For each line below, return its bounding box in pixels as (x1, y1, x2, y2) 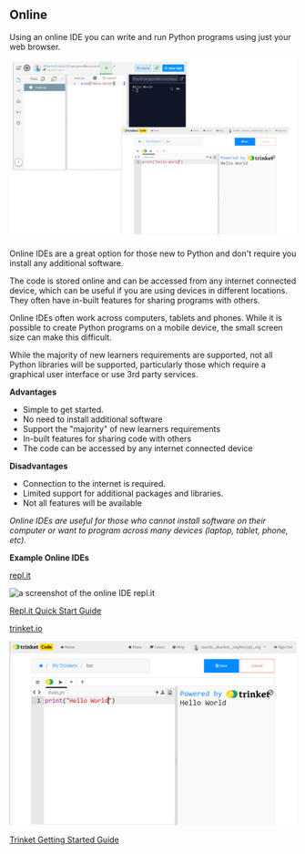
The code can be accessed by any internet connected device (22, 442, 253, 454)
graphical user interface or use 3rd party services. (9, 368, 198, 379)
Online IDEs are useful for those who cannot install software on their (9, 515, 267, 526)
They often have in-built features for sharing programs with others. (9, 294, 260, 305)
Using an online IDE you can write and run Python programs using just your (9, 31, 291, 42)
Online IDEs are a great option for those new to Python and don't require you (9, 248, 297, 259)
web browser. (9, 41, 61, 52)
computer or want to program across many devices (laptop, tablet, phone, (9, 524, 289, 536)
